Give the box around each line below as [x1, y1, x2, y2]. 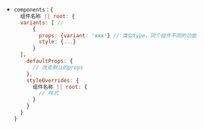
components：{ [13, 6, 54, 13]
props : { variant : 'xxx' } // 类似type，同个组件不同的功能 [39, 32, 197, 39]
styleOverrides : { [26, 77, 80, 84]
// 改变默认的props [32, 64, 84, 71]
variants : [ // [20, 19, 64, 26]
